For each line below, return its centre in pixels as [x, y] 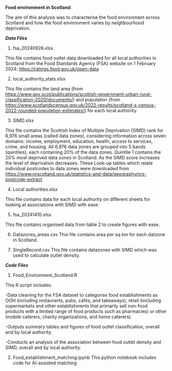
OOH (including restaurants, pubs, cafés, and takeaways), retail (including [83, 300]
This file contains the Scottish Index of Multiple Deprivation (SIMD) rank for [84, 130]
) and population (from [96, 100]
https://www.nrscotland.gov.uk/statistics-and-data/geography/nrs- [76, 174]
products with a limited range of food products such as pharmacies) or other [86, 311]
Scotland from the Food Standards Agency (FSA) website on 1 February [81, 63]
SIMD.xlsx [23, 120]
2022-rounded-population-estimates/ [45, 110]
